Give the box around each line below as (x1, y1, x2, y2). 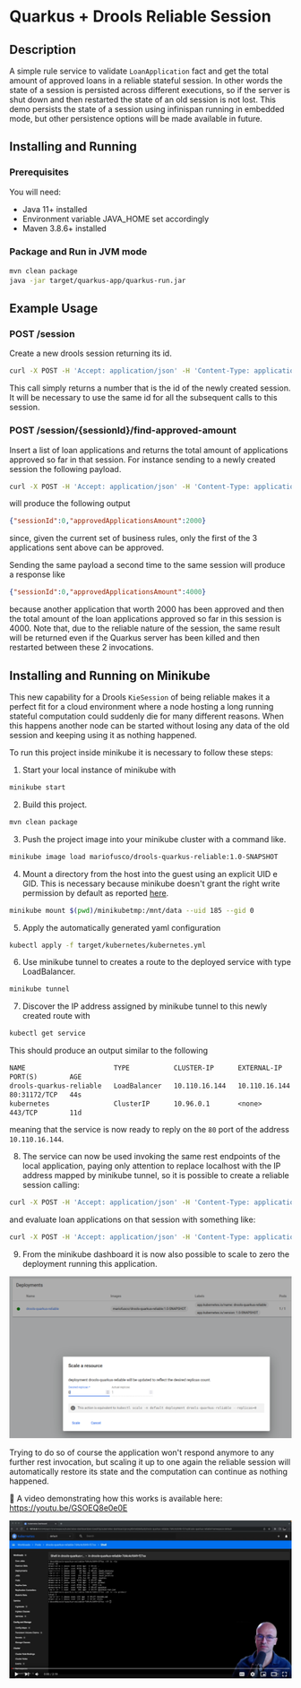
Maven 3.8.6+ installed (21, 222, 107, 234)
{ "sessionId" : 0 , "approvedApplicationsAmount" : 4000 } (9, 588, 206, 597)
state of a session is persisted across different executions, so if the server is (9, 85, 291, 95)
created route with (21, 1011, 91, 1021)
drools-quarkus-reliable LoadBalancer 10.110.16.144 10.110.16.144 (9, 1081, 291, 1090)
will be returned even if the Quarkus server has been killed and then (9, 633, 260, 643)
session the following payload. (9, 463, 122, 474)
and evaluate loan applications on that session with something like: (9, 1214, 256, 1225)
